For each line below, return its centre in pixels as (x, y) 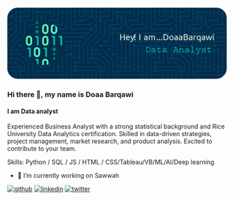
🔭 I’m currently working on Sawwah (68, 176)
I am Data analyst (33, 111)
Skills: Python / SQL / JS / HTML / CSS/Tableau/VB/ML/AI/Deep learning (111, 162)
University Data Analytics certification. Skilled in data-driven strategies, (110, 134)
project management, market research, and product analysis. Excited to (110, 141)
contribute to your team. (42, 149)
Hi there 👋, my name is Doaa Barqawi (70, 94)
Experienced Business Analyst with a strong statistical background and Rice (116, 126)
